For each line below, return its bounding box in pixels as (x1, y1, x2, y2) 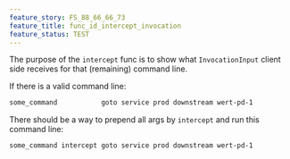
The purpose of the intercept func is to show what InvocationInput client (9, 54, 281, 65)
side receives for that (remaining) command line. (9, 63, 188, 74)
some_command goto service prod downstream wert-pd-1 (9, 98, 253, 107)
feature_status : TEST (9, 29, 90, 38)
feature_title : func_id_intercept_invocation (9, 21, 181, 30)
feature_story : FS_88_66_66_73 (9, 13, 126, 22)
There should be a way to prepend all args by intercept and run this (9, 114, 261, 125)
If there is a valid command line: (9, 81, 127, 92)
